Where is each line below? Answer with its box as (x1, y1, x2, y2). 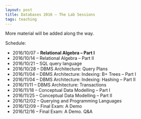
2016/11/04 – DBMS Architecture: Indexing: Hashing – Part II (12, 76, 136, 83)
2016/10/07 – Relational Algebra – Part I (12, 50, 95, 56)
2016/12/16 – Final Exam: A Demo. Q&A (12, 108, 93, 114)
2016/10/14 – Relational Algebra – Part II (12, 55, 94, 61)
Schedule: (5, 40, 26, 46)
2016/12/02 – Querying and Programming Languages (12, 98, 122, 104)
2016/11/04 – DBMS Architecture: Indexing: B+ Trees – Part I (12, 71, 136, 77)
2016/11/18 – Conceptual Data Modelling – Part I (12, 87, 110, 93)
